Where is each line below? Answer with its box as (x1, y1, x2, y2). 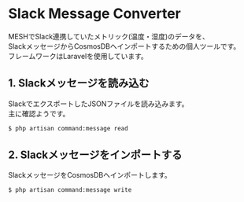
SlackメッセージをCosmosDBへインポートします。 (8, 171, 172, 180)
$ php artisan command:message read (8, 124, 128, 132)
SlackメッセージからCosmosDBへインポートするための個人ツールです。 (8, 41, 241, 51)
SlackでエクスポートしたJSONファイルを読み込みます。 (8, 99, 189, 108)
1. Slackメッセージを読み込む (8, 76, 150, 90)
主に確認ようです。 (8, 108, 70, 118)
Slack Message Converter (8, 5, 181, 23)
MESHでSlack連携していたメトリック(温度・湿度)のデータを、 (8, 31, 210, 41)
